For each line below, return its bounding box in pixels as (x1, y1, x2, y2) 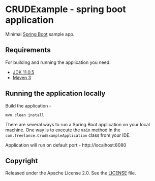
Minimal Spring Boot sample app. (5, 31, 75, 37)
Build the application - (5, 102, 52, 108)
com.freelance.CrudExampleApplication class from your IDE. (5, 132, 131, 138)
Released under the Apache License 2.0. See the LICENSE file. (5, 170, 136, 176)
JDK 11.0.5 (12, 69, 35, 75)
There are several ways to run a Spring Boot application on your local (5, 121, 150, 127)
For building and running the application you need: (5, 59, 111, 65)
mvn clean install (5, 113, 44, 118)
